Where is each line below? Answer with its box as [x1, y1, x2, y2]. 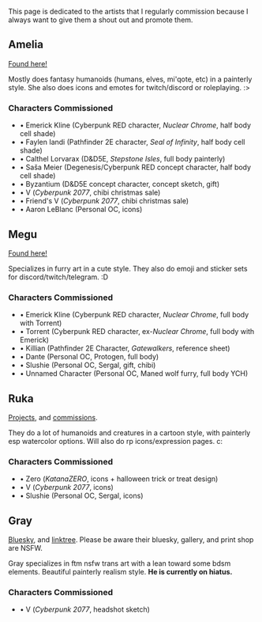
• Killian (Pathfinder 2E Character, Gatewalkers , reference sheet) [19, 343, 230, 353]
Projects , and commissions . [8, 413, 98, 423]
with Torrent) [19, 318, 62, 328]
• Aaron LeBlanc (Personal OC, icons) [19, 205, 143, 214]
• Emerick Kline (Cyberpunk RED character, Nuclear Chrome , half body [19, 120, 251, 130]
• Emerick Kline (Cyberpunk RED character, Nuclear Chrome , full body [19, 310, 249, 320]
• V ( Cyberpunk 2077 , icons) [19, 483, 114, 492]
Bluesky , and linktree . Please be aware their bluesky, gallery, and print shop [8, 535, 254, 544]
